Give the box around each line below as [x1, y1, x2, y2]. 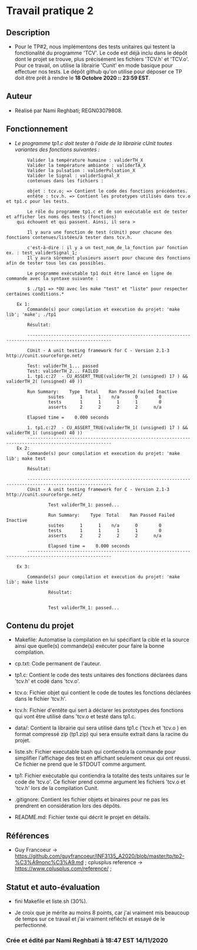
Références [6, 831, 49, 841]
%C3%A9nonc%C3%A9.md [14, 859, 84, 866]
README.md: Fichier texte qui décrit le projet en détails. [14, 814, 151, 821]
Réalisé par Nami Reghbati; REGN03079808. [14, 107, 123, 114]
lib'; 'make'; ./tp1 [6, 312, 57, 317]
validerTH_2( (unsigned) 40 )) [6, 378, 83, 384]
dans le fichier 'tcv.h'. [14, 695, 66, 703]
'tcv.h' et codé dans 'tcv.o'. [14, 678, 81, 685]
